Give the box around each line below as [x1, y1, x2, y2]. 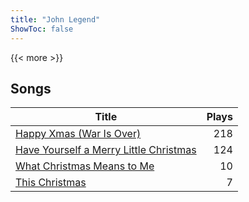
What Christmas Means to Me [15, 159, 155, 173]
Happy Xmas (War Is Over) [15, 127, 142, 141]
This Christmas [15, 176, 87, 190]
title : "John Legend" [10, 14, 101, 25]
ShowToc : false [10, 24, 74, 34]
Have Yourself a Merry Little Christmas [15, 143, 197, 157]
